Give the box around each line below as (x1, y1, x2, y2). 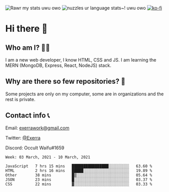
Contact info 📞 (5, 111, 50, 120)
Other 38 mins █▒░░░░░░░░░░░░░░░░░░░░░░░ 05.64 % (5, 172, 153, 178)
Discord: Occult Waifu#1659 (5, 144, 65, 151)
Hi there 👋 (5, 23, 48, 34)
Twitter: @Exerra (5, 135, 41, 141)
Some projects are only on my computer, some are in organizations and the (5, 90, 164, 97)
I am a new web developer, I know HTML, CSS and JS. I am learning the (5, 57, 157, 63)
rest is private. (5, 96, 36, 102)
